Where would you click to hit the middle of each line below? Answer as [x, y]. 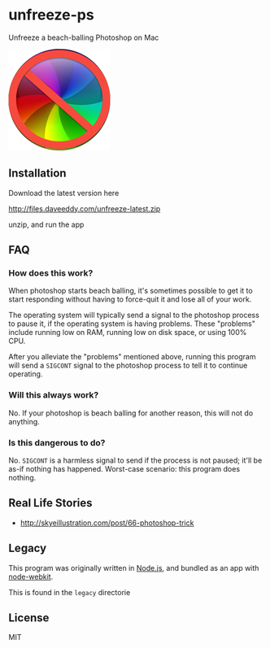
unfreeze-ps [52, 15]
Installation [37, 174]
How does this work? [51, 273]
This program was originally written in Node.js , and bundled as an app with [134, 568]
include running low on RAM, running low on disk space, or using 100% [128, 333]
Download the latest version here [64, 193]
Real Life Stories [50, 503]
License [29, 618]
